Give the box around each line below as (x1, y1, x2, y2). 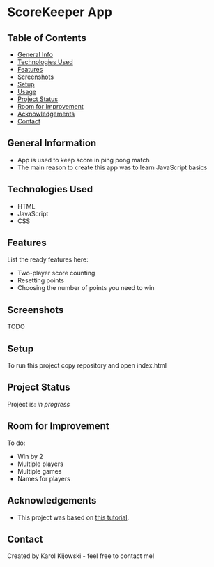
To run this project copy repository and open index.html (7, 361, 167, 370)
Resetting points (17, 276, 65, 285)
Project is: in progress (7, 400, 70, 408)
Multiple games (17, 467, 62, 475)
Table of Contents (7, 32, 87, 44)
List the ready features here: (7, 255, 89, 264)
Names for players (17, 474, 71, 483)
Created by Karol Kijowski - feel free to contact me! (7, 552, 155, 560)
